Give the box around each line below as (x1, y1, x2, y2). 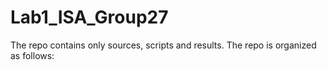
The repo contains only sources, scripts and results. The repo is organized (10, 39, 317, 51)
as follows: (10, 49, 55, 61)
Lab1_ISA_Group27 (10, 6, 169, 29)
